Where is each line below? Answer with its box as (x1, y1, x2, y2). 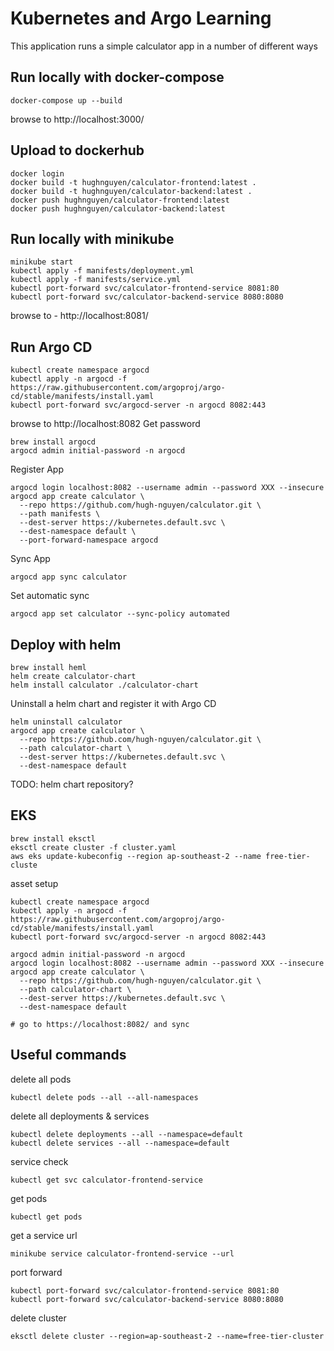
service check (10, 1155, 69, 1167)
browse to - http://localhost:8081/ (10, 310, 149, 322)
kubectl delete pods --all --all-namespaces (10, 1092, 199, 1102)
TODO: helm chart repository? (10, 778, 134, 790)
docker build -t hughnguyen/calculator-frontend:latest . (10, 177, 257, 187)
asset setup (10, 877, 59, 889)
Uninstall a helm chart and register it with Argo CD (10, 698, 217, 709)
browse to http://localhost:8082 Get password (10, 418, 201, 430)
